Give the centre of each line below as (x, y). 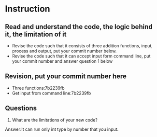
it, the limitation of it (36, 34)
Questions (21, 108)
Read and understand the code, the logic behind (79, 27)
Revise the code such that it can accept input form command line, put (81, 56)
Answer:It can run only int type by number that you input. (62, 129)
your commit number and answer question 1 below (62, 61)
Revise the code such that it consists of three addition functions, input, (82, 46)
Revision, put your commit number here (66, 76)
